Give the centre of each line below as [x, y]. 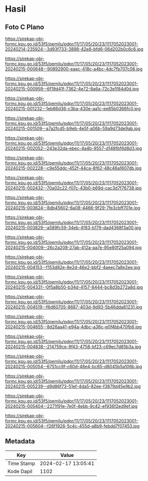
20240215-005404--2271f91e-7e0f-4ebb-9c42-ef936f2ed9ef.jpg [71, 406]
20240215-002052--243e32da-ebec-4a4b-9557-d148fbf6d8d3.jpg [74, 148]
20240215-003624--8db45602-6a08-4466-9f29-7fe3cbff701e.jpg [73, 208]
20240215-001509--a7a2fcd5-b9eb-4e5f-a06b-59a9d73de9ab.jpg [73, 128]
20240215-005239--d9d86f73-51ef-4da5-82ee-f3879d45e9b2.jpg [73, 386]
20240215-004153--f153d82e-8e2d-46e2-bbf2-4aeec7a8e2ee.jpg [73, 267]
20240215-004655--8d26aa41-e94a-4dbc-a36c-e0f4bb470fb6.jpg [74, 327]
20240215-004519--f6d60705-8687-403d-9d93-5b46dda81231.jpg [74, 307]
